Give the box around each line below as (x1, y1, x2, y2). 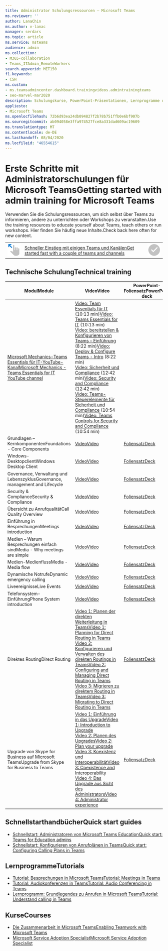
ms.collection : (5, 50, 37, 55)
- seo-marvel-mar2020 (5, 93, 50, 98)
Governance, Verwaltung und (7, 470, 67, 477)
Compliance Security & (7, 494, 53, 500)
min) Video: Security (74, 375, 116, 381)
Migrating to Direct (74, 698, 113, 705)
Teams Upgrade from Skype (7, 759, 64, 765)
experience (74, 802, 98, 808)
